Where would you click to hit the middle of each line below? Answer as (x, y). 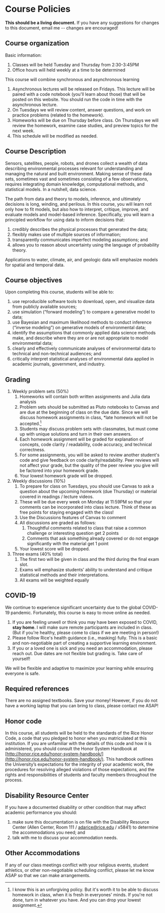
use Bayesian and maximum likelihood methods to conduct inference (82, 322)
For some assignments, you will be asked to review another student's (89, 455)
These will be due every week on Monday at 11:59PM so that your (86, 501)
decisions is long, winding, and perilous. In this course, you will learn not (79, 204)
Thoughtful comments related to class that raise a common (86, 528)
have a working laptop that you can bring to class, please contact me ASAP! (82, 706)
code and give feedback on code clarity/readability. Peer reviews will (89, 460)
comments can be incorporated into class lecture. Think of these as (88, 507)
